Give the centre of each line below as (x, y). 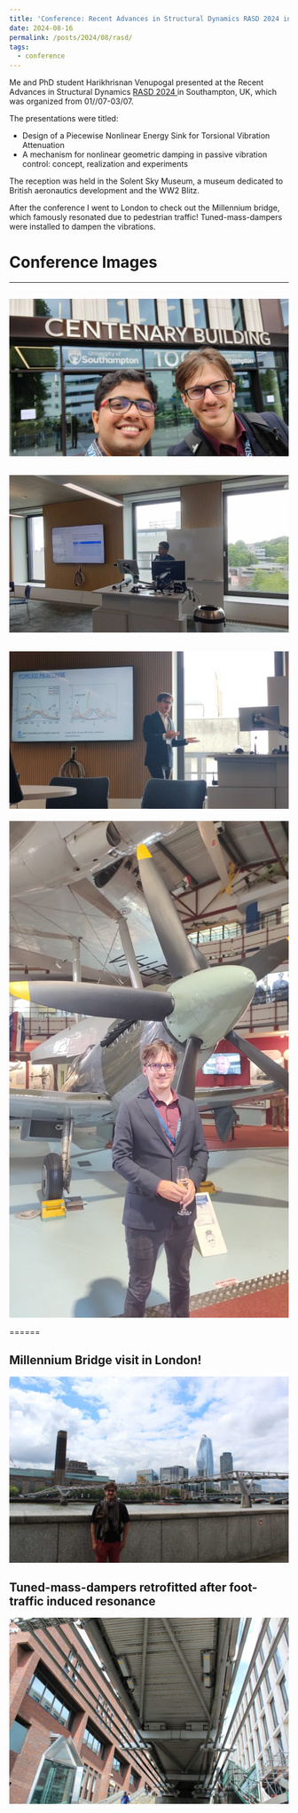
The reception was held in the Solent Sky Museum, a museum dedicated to (146, 181)
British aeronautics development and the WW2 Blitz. (104, 191)
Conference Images (83, 263)
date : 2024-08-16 (41, 28)
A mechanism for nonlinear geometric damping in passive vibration (145, 154)
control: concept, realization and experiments (105, 164)
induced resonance (101, 1601)
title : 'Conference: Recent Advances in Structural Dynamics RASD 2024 (144, 19)
